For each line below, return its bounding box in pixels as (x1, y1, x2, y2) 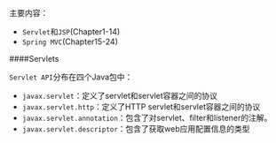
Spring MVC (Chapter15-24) (21, 36, 118, 47)
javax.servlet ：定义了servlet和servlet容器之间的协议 (21, 91, 218, 101)
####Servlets (9, 54, 59, 64)
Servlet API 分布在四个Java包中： (9, 71, 133, 82)
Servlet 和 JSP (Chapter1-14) (21, 26, 121, 37)
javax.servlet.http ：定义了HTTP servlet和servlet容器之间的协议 (21, 102, 261, 112)
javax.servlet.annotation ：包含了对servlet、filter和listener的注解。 (21, 113, 272, 123)
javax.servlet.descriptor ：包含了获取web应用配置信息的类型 (21, 124, 250, 134)
